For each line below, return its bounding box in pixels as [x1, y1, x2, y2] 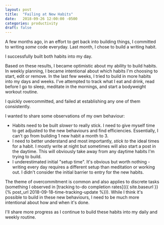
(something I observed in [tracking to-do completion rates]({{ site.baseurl [5, 184, 154, 190]
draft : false [5, 25, 32, 30]
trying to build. [12, 154, 42, 159]
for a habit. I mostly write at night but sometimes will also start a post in [12, 143, 156, 149]
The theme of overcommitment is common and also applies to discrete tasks [5, 179, 160, 185]
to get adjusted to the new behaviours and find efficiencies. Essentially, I [12, 128, 159, 134]
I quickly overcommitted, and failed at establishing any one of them [5, 98, 141, 104]
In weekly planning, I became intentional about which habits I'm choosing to [5, 68, 158, 74]
